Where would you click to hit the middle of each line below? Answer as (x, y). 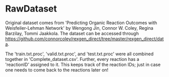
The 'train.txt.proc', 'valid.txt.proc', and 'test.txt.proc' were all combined (79, 54)
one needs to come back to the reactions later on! (57, 70)
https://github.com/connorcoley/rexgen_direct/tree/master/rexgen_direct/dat (84, 39)
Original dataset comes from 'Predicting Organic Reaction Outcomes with (81, 23)
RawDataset (31, 9)
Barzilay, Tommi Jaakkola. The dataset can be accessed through (72, 33)
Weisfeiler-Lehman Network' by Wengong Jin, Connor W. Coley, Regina (79, 28)
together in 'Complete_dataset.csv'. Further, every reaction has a (72, 59)
